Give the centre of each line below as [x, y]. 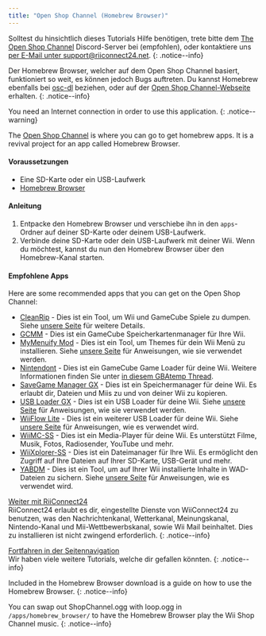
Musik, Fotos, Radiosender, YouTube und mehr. [97, 444]
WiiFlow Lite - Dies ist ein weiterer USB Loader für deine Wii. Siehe [129, 419]
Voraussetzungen [39, 162]
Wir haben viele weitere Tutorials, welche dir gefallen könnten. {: [114, 559]
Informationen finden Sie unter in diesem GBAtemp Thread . [117, 376]
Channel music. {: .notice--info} [60, 624]
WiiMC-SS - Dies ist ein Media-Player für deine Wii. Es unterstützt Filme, [138, 436]
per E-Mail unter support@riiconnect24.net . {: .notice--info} [106, 55]
